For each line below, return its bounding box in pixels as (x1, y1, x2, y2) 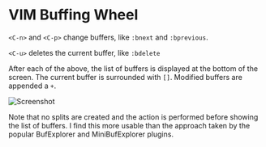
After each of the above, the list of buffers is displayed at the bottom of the (8, 63, 258, 73)
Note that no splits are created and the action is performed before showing (8, 111, 259, 122)
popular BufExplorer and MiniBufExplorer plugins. (8, 129, 174, 139)
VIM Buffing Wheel (8, 6, 139, 24)
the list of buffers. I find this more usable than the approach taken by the (8, 120, 251, 130)
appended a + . (8, 81, 57, 90)
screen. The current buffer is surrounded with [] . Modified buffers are (8, 72, 243, 82)
